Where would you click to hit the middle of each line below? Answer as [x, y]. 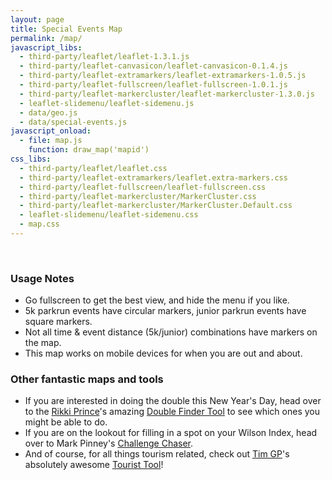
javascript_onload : [51, 131]
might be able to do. [66, 422]
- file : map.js [51, 141]
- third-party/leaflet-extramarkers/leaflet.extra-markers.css [153, 177]
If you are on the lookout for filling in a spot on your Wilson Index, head [171, 433]
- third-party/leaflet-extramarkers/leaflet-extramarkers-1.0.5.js [163, 76]
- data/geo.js [48, 112]
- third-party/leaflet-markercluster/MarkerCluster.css [138, 196]
